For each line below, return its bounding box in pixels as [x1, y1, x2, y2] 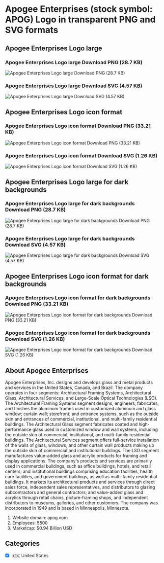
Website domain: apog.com [12, 514, 68, 521]
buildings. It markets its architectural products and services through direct [5, 479, 155, 485]
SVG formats [5, 25, 58, 35]
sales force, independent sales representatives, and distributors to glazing [5, 484, 156, 490]
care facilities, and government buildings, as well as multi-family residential [5, 473, 157, 479]
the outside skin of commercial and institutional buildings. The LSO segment [5, 447, 159, 453]
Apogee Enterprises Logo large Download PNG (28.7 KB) [5, 59, 143, 66]
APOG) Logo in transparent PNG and [5, 14, 156, 25]
